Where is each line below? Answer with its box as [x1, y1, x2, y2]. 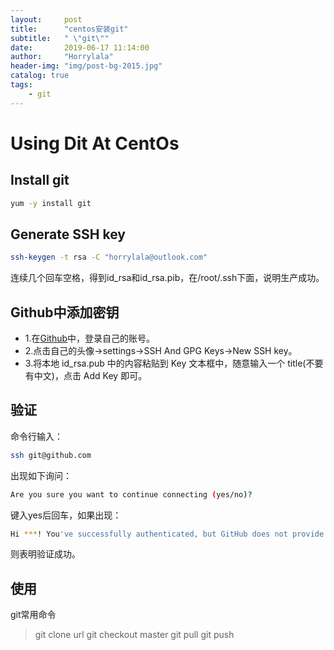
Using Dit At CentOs [10, 132, 180, 155]
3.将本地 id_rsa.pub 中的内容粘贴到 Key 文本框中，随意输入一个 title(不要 [24, 357, 324, 369]
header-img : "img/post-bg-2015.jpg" [10, 61, 163, 71]
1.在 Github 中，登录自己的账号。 [24, 332, 156, 344]
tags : [10, 80, 33, 90]
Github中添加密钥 [10, 304, 120, 321]
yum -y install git [10, 198, 92, 208]
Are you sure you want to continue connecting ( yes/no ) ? [10, 489, 253, 500]
